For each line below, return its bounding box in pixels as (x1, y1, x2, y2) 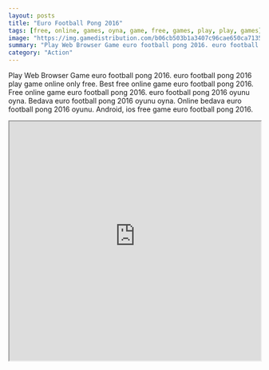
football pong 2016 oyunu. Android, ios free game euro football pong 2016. (8, 104, 254, 114)
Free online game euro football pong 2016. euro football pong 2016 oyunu (8, 88, 250, 96)
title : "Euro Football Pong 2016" (8, 19, 124, 27)
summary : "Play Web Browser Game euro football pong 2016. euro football (8, 41, 259, 49)
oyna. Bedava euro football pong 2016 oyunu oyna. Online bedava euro (8, 96, 242, 105)
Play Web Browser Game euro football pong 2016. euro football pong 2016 (8, 71, 252, 80)
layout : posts (8, 11, 56, 20)
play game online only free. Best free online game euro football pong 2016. (8, 79, 254, 89)
